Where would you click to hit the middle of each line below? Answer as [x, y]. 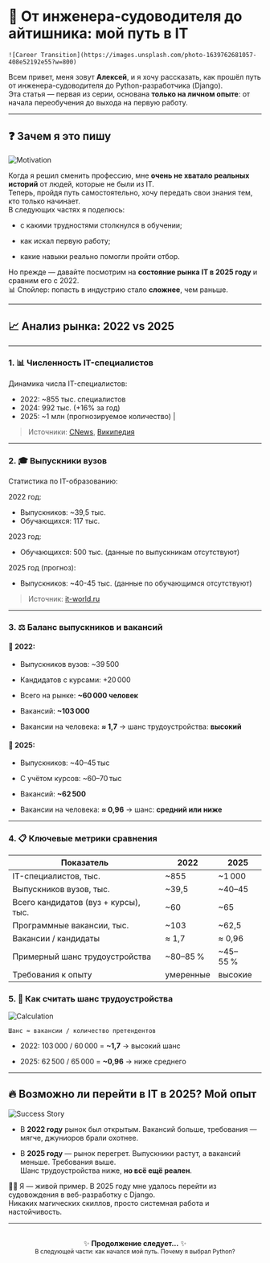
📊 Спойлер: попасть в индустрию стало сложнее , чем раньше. [119, 290]
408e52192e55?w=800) [43, 62]
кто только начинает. [44, 201]
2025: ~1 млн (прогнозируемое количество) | [98, 416]
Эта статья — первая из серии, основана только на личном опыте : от [129, 94]
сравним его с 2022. [44, 280]
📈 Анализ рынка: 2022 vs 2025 [92, 326]
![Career [23, 55]
